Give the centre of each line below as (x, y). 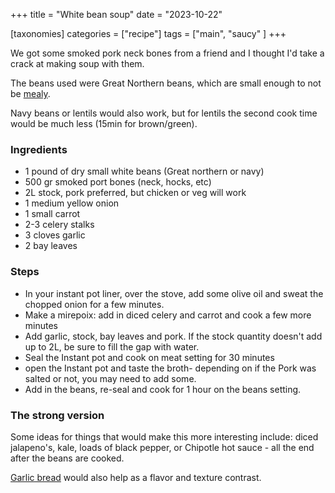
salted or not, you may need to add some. (110, 378)
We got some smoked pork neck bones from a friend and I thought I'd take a (167, 53)
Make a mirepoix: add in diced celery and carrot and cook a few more (168, 315)
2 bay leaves (51, 246)
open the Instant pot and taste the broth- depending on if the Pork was (170, 368)
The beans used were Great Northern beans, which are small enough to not (166, 83)
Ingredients (39, 149)
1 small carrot (52, 214)
